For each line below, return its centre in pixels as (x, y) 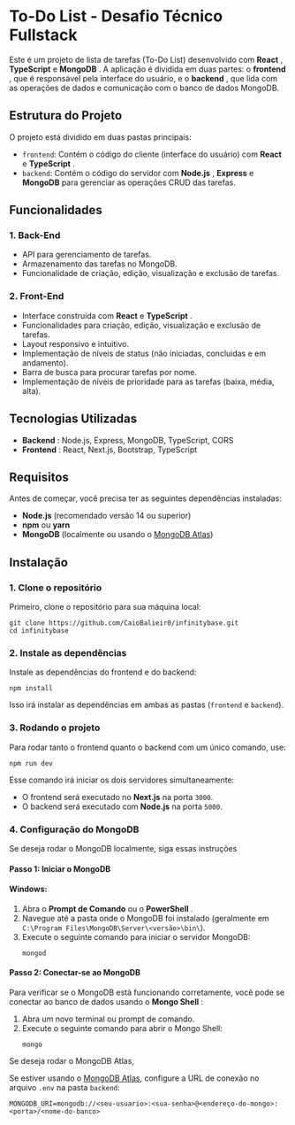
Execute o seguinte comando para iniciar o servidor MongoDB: (136, 936)
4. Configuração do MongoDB (74, 829)
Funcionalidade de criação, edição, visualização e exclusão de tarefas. (151, 274)
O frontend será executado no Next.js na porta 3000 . (117, 797)
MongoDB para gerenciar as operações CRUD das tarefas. (129, 182)
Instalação (39, 562)
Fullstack (43, 35)
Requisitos (39, 477)
